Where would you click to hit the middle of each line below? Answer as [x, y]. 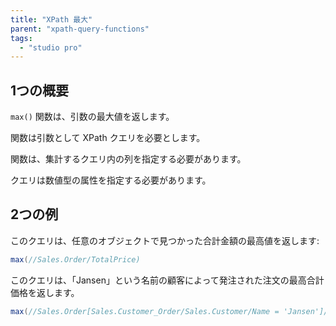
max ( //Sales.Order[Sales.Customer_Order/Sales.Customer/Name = [145, 311]
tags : [21, 38]
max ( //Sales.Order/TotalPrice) [75, 259]
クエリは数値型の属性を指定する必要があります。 [111, 180]
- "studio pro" [51, 47]
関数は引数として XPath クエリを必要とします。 [108, 138]
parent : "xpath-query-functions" [80, 29]
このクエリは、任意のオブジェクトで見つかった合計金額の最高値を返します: [165, 240]
